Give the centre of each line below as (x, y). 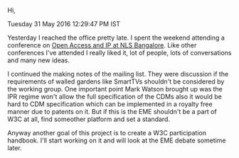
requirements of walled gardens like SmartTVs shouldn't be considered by (116, 81)
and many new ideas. (38, 60)
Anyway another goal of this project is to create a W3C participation (107, 133)
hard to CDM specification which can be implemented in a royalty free (110, 104)
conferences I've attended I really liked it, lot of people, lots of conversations (119, 53)
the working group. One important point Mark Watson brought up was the (115, 89)
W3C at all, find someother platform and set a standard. (89, 119)
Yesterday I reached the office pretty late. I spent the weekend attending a (116, 38)
